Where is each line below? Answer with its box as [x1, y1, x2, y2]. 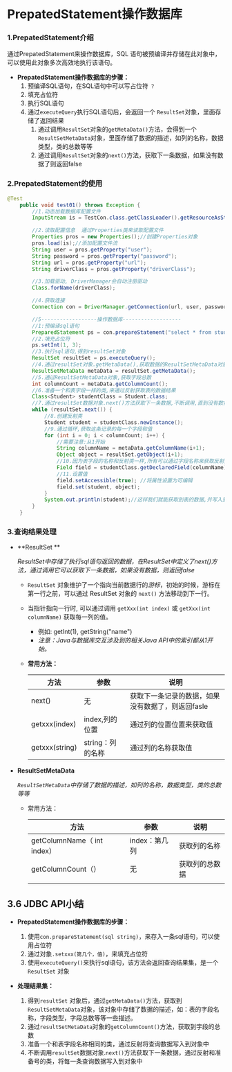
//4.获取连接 [32, 297, 66, 304]
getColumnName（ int [30, 836, 104, 845]
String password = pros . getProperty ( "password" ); [32, 252, 177, 260]
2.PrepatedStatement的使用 [7, 179, 103, 188]
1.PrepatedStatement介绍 [7, 33, 95, 42]
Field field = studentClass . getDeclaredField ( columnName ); [56, 464, 230, 471]
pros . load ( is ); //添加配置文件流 [32, 240, 118, 247]
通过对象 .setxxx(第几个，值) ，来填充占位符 [27, 950, 148, 958]
